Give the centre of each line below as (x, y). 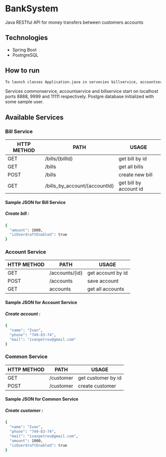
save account (103, 281)
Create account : (23, 314)
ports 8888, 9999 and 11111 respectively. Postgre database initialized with (80, 96)
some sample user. (24, 102)
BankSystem (32, 9)
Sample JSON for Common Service (42, 399)
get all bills (131, 167)
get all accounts (106, 289)
